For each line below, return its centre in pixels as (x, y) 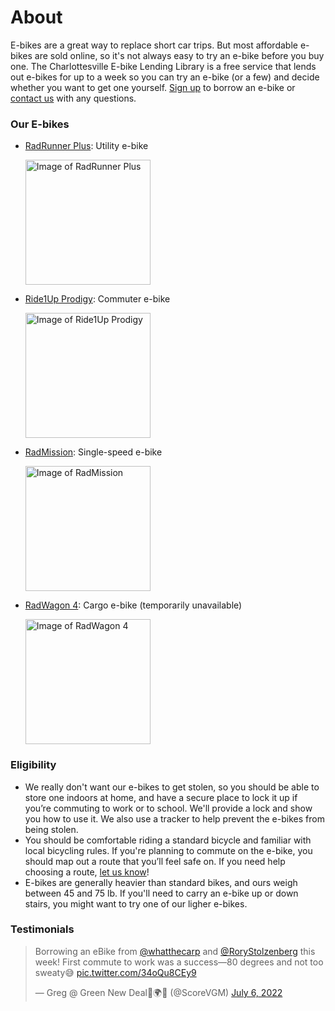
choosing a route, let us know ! (87, 872)
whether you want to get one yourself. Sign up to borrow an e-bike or (153, 87)
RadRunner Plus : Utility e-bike (86, 146)
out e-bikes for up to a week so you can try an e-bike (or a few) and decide (165, 77)
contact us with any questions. (73, 98)
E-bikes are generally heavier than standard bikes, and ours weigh (161, 882)
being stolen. (51, 829)
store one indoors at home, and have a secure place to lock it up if (161, 797)
